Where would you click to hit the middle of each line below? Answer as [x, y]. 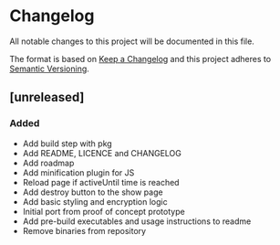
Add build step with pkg [67, 144]
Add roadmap [48, 163]
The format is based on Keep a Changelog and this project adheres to [140, 59]
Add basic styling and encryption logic [95, 201]
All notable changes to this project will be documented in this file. [132, 41]
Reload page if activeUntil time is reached [101, 182]
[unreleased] [47, 97]
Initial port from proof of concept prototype [104, 211]
